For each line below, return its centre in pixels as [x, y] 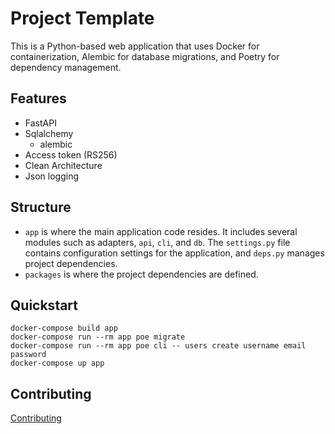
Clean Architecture [63, 165]
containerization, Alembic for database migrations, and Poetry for [145, 56]
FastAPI [40, 123]
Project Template [82, 18]
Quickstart [44, 305]
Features [38, 98]
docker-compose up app [57, 363]
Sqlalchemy [49, 133]
